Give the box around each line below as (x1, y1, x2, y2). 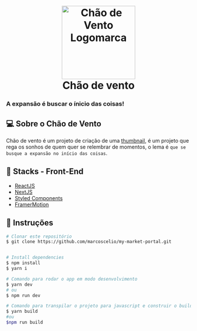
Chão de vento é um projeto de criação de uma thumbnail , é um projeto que (6, 137, 189, 144)
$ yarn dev (6, 281, 33, 288)
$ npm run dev (6, 292, 41, 298)
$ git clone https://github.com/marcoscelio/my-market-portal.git (6, 239, 172, 245)
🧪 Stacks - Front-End (6, 167, 84, 177)
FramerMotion (14, 201, 49, 208)
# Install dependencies (6, 255, 64, 261)
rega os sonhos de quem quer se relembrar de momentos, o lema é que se (6, 143, 186, 150)
